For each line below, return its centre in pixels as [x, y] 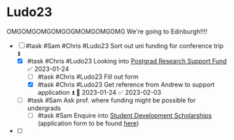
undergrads [44, 108]
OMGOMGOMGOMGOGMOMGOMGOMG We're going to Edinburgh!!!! [107, 31]
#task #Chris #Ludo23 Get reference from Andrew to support [126, 85]
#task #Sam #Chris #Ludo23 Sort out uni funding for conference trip [125, 45]
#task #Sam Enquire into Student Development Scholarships [125, 116]
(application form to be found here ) [88, 123]
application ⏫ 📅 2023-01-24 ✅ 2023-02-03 [99, 93]
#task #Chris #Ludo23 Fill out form [88, 77]
